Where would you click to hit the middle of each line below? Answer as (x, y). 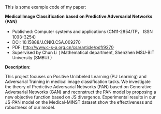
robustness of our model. (30, 107)
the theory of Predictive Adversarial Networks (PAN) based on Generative (78, 87)
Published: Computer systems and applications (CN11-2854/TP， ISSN (82, 32)
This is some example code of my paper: (45, 7)
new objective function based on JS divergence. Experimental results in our (80, 97)
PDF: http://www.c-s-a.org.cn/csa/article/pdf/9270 (63, 47)
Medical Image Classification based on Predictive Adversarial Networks (79, 16)
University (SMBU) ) (32, 57)
